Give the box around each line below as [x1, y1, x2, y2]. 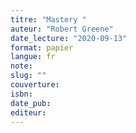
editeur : [10, 107, 47, 118]
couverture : [10, 80, 60, 90]
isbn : [10, 89, 33, 99]
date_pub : [10, 98, 52, 108]
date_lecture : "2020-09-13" [10, 33, 128, 43]
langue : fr [10, 52, 56, 62]
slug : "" [10, 71, 47, 81]
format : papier [10, 42, 74, 53]
